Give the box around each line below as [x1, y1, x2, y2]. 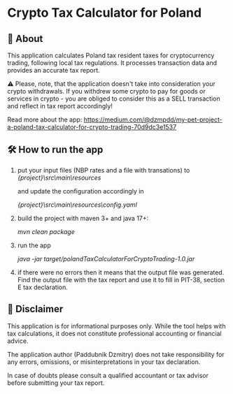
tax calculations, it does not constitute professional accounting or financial [7, 329, 222, 337]
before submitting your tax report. [7, 379, 105, 387]
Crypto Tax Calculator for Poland [7, 5, 202, 21]
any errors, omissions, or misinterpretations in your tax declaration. [7, 358, 201, 366]
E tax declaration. [17, 283, 69, 291]
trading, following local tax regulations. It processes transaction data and [7, 59, 218, 67]
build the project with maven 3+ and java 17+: [17, 214, 149, 222]
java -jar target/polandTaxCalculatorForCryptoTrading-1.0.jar [17, 254, 195, 263]
